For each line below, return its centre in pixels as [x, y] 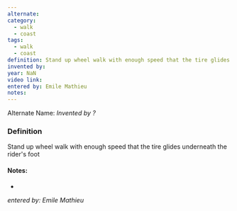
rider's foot [24, 154]
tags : [15, 40]
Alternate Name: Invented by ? [51, 113]
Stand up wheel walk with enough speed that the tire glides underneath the [117, 147]
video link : [25, 80]
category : [22, 21]
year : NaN [22, 73]
